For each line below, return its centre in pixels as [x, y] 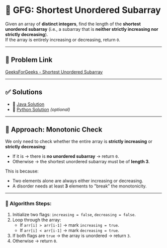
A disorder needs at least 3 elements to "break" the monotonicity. [80, 186]
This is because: [22, 171]
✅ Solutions [24, 92]
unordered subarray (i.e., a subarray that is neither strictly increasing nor [82, 29]
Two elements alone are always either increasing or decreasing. [78, 181]
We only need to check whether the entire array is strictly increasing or [79, 141]
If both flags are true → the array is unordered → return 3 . [72, 236]
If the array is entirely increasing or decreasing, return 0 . [63, 40]
